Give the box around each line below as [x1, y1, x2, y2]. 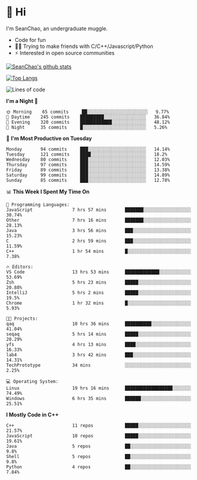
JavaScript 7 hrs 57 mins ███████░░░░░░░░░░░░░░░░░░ [6, 207, 192, 212]
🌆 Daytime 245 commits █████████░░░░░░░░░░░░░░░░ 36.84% [6, 114, 170, 120]
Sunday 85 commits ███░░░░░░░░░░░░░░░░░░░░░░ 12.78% [6, 177, 170, 183]
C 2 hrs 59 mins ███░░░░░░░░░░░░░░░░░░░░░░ [6, 238, 192, 244]
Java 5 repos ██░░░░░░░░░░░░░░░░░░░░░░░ [6, 443, 192, 449]
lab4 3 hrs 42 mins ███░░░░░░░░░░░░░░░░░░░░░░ [6, 352, 192, 357]
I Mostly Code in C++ [6, 411, 59, 418]
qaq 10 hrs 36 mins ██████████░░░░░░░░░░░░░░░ [6, 321, 192, 327]
